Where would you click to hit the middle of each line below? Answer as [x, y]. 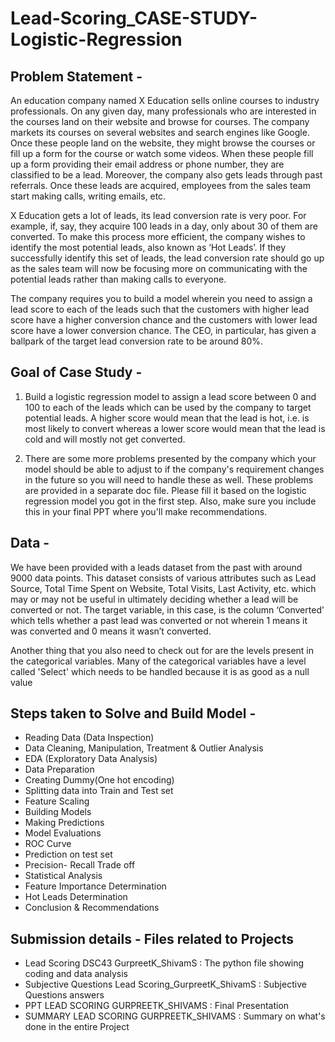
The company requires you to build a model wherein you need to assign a [161, 298]
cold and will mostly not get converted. [105, 439]
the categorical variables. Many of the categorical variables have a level [158, 661]
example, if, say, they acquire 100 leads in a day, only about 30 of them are [164, 226]
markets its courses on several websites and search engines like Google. [160, 132]
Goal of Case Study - [76, 372]
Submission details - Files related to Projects [152, 938]
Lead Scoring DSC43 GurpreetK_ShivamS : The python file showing [164, 963]
